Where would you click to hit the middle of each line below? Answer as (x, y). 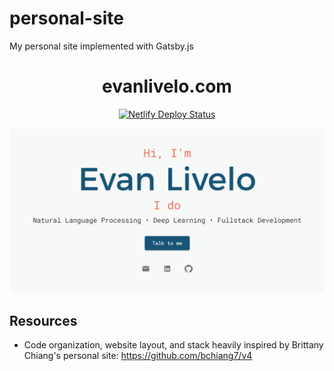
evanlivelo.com (167, 86)
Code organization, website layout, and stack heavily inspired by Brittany (173, 345)
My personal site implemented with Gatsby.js (101, 46)
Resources (43, 320)
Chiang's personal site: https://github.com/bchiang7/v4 (138, 355)
